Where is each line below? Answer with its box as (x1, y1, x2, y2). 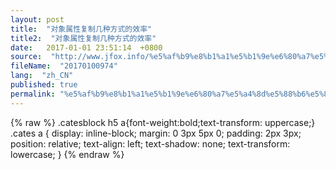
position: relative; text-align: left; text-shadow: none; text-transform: (10, 137, 291, 150)
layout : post (10, 14, 65, 25)
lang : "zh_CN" (10, 71, 74, 81)
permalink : (10, 89, 56, 99)
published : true (10, 80, 78, 90)
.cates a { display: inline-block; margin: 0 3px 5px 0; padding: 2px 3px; (10, 127, 302, 139)
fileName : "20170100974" (10, 61, 118, 71)
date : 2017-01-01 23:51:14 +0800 (10, 42, 163, 53)
